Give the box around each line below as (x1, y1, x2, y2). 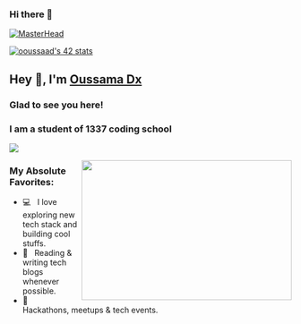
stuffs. (21, 238, 47, 249)
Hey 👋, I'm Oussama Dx (9, 72, 142, 87)
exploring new (21, 209, 75, 220)
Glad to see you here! (9, 98, 104, 111)
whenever (21, 277, 60, 287)
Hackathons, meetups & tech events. (21, 304, 159, 316)
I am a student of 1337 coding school (9, 123, 172, 135)
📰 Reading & (21, 248, 73, 259)
